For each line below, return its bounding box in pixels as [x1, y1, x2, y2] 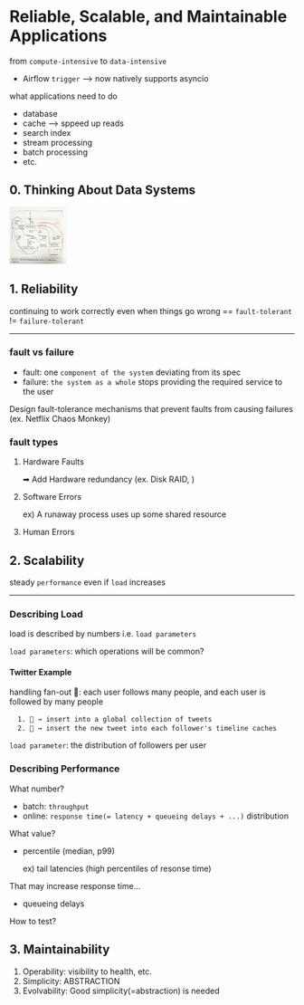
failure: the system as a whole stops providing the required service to [22, 376, 283, 387]
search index [22, 127, 71, 138]
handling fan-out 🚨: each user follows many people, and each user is [9, 686, 266, 698]
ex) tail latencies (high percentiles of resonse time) [22, 863, 212, 874]
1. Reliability [9, 282, 79, 297]
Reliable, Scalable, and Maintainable [9, 6, 288, 27]
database [22, 108, 58, 119]
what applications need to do [9, 91, 118, 101]
